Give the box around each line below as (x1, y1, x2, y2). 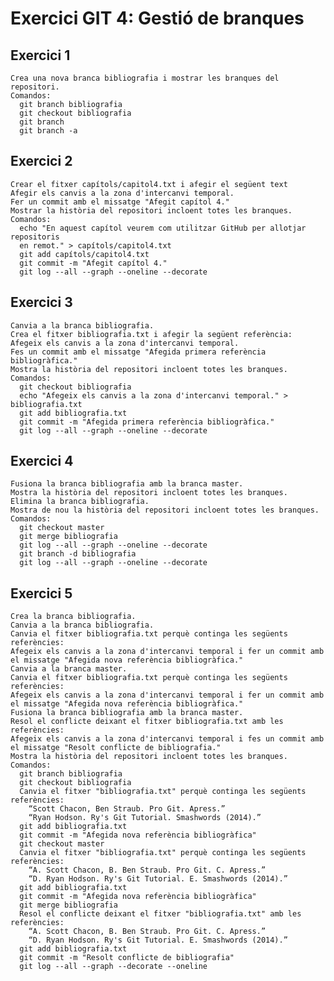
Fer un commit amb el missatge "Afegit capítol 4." (10, 197, 230, 207)
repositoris (10, 232, 60, 242)
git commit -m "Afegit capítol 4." (19, 258, 168, 268)
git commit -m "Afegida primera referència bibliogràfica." (19, 417, 275, 427)
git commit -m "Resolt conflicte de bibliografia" (19, 953, 235, 963)
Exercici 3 (10, 294, 73, 311)
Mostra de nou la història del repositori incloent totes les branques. (10, 505, 320, 516)
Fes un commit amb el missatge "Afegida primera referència (10, 347, 267, 357)
